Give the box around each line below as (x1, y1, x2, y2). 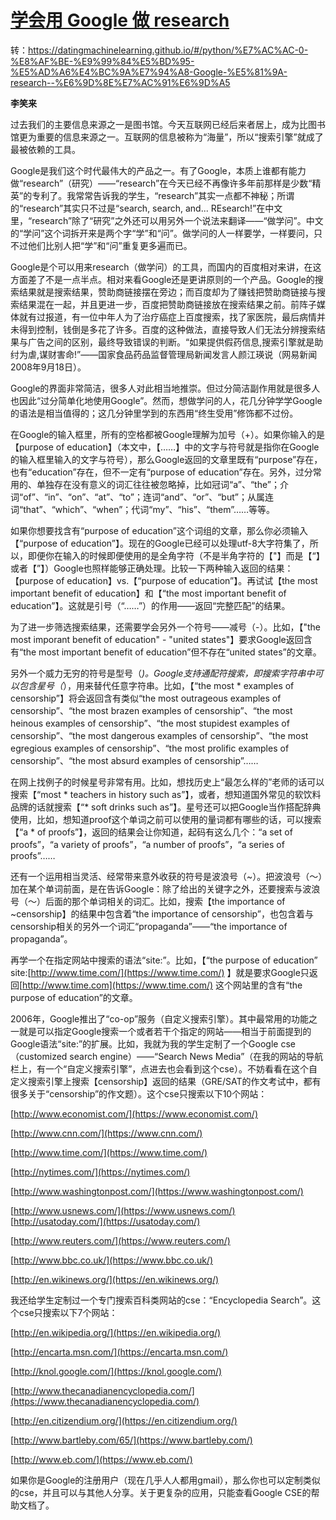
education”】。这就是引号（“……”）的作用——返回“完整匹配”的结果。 (10, 599, 291, 611)
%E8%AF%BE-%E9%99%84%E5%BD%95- (10, 55, 195, 67)
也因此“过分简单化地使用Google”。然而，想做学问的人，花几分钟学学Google (10, 394, 323, 406)
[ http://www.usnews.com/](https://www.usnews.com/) (10, 1204, 236, 1216)
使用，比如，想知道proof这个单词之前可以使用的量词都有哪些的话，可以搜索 (10, 813, 322, 825)
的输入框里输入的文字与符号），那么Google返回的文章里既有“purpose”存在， (10, 453, 323, 465)
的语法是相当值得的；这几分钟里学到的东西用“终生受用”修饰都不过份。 (10, 407, 299, 419)
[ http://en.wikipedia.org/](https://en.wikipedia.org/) (10, 1326, 222, 1338)
